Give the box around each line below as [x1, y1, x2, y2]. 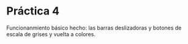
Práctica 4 [6, 4, 60, 18]
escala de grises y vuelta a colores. [6, 30, 96, 37]
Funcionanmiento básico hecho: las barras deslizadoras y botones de [6, 24, 182, 31]
